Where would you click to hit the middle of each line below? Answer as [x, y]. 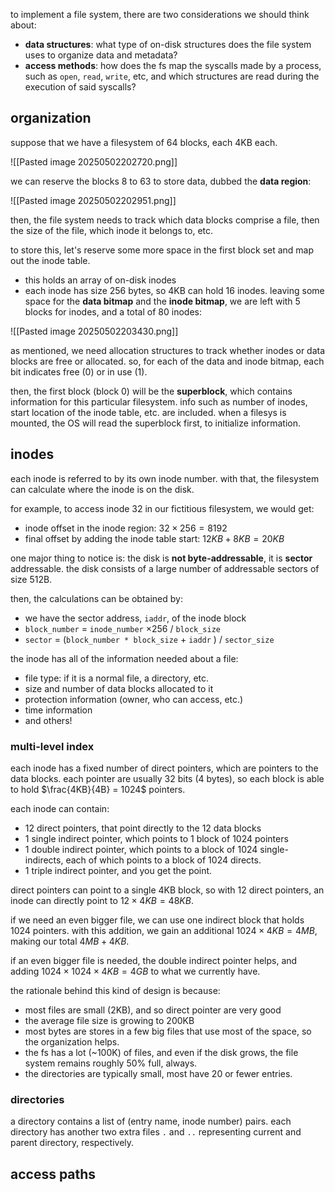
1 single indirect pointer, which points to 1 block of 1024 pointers [156, 838]
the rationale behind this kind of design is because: [115, 990]
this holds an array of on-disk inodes [100, 280]
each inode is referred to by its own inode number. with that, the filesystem [165, 478]
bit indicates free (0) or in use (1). [79, 371]
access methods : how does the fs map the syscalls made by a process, [173, 65]
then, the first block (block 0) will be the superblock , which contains [151, 391]
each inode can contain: [60, 808]
